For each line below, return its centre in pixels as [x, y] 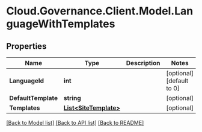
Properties [26, 46]
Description [143, 63]
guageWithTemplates [61, 24]
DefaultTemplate [34, 98]
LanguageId [26, 81]
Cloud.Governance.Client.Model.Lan [100, 11]
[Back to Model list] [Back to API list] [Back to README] [75, 123]
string [72, 98]
